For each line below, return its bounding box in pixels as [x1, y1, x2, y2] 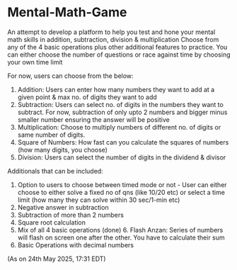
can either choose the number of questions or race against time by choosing [7, 50, 231, 59]
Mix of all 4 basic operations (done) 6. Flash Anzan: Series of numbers [17, 225, 224, 234]
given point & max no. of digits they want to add [17, 93, 157, 101]
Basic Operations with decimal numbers [17, 240, 134, 249]
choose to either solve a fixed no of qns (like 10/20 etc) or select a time [17, 188, 225, 196]
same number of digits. [17, 130, 86, 139]
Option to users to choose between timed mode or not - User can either [17, 180, 228, 189]
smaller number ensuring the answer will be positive [17, 115, 170, 124]
